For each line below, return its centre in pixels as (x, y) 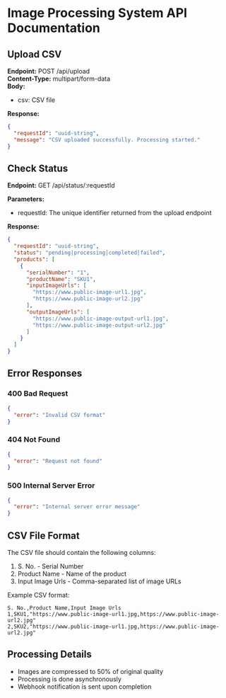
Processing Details (49, 654)
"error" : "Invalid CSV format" (60, 415)
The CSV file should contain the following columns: (82, 553)
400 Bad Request (38, 394)
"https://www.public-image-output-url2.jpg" (99, 325)
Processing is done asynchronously (70, 679)
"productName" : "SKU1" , (61, 279)
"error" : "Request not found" (58, 461)
